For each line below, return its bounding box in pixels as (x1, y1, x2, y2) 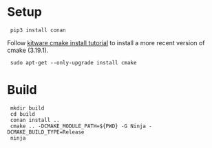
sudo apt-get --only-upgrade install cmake (10, 59, 137, 66)
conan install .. (10, 116, 60, 123)
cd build (10, 110, 36, 117)
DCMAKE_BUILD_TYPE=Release (7, 128, 85, 136)
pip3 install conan (10, 27, 67, 34)
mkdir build (10, 104, 45, 112)
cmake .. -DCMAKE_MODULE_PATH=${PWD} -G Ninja (10, 123, 147, 129)
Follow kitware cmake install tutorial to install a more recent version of (7, 38, 205, 47)
